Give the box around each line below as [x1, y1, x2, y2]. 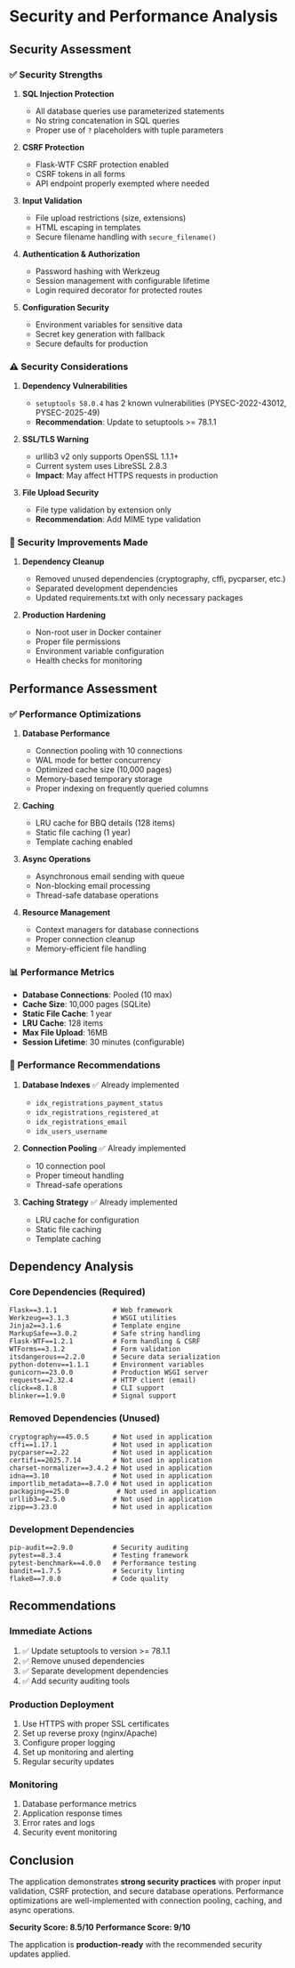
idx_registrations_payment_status [35, 1099, 163, 1108]
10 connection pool [35, 1160, 106, 1171]
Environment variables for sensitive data [35, 319, 183, 330]
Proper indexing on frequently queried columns [35, 783, 209, 794]
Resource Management [21, 907, 111, 918]
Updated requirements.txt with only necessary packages [35, 593, 243, 603]
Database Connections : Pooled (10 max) [21, 989, 173, 1000]
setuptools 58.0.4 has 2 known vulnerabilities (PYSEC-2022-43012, [35, 398, 287, 408]
